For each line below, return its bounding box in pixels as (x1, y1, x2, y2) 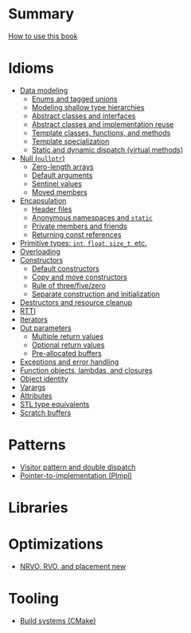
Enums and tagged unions (31, 93, 118, 104)
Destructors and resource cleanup (19, 297, 133, 307)
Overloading (19, 247, 61, 256)
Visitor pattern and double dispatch (19, 462, 136, 472)
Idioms (8, 59, 54, 77)
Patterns (8, 436, 66, 454)
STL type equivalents (19, 399, 90, 409)
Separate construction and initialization (31, 289, 161, 299)
